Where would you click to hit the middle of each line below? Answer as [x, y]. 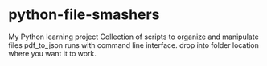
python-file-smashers [84, 15]
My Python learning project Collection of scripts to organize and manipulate [133, 37]
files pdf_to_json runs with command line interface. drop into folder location [134, 45]
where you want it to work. [52, 53]
